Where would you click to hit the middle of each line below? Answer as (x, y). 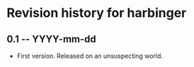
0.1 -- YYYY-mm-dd (51, 39)
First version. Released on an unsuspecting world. (90, 56)
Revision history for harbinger (97, 13)
